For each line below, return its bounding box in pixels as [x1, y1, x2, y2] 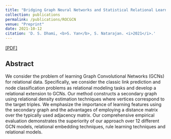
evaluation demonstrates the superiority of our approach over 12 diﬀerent [5, 118, 159, 124]
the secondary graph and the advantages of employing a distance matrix [5, 107, 158, 113]
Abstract [5, 59, 34, 68]
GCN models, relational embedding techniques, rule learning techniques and [5, 123, 166, 129]
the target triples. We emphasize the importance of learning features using [5, 101, 162, 107]
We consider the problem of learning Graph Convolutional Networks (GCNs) [5, 73, 164, 79]
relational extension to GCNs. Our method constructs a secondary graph [5, 90, 157, 96]
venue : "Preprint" [5, 21, 44, 27]
